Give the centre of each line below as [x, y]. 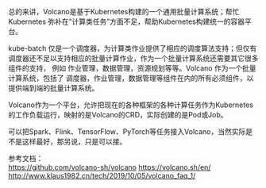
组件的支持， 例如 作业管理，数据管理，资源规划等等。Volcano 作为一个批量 [132, 68]
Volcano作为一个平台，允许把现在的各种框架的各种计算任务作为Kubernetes [131, 105]
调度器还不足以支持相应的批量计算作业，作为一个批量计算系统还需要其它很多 [133, 58]
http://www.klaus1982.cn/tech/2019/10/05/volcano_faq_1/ [102, 176]
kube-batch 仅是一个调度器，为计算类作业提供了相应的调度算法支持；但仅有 [133, 48]
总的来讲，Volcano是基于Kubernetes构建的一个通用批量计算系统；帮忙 [124, 12]
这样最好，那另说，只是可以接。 [74, 142]
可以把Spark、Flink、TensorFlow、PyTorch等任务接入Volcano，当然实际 [127, 132]
